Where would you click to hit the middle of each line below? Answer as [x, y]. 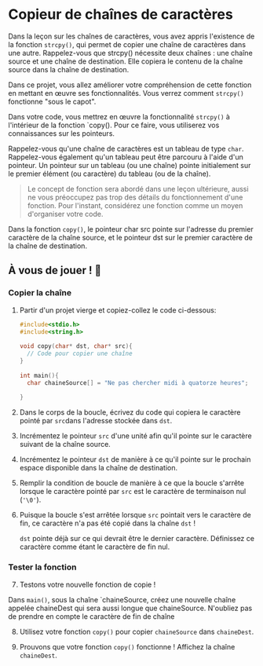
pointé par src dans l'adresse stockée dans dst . [96, 421]
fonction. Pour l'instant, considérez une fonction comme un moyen [135, 205]
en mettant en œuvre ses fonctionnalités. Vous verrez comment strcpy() [126, 93]
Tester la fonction [42, 567]
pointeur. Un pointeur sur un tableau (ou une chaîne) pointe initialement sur [130, 165]
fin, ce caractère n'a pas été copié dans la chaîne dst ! [108, 523]
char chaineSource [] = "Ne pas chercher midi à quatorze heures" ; [138, 382]
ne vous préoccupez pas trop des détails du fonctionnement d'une [135, 197]
